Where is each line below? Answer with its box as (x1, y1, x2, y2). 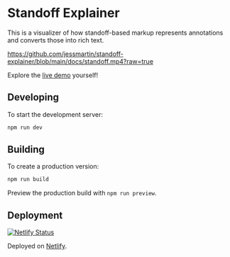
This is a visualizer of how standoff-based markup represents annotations (7, 28, 224, 37)
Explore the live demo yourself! (7, 71, 99, 79)
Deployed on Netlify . (7, 242, 67, 251)
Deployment (7, 209, 63, 221)
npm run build (7, 176, 50, 183)
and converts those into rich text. (7, 35, 104, 44)
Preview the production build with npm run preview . (7, 189, 158, 198)
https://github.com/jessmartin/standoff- (7, 50, 124, 58)
